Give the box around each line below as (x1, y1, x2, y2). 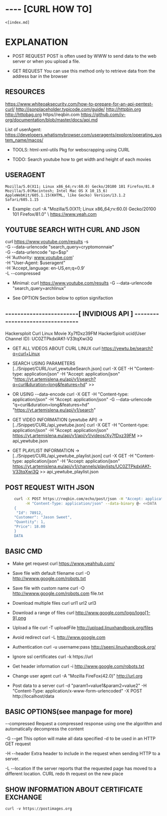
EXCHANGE (5, 793, 42, 802)
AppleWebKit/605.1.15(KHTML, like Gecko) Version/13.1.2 (5, 193, 126, 198)
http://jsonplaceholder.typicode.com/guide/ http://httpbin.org (15, 106, 141, 112)
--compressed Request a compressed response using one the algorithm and (5, 721, 163, 727)
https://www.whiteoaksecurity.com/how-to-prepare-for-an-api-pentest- (5, 101, 153, 107)
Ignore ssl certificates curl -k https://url (12, 654, 93, 660)
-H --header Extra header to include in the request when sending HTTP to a (5, 751, 161, 757)
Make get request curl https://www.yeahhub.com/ (12, 560, 115, 566)
